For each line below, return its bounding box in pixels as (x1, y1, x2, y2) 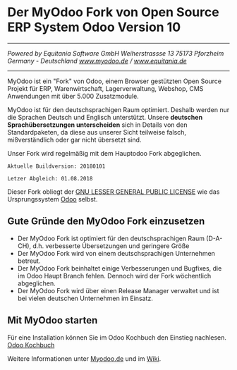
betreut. (17, 257, 41, 265)
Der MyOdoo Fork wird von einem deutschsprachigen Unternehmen (17, 249, 215, 257)
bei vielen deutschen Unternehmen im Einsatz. (17, 294, 153, 302)
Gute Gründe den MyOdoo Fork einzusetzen (7, 216, 205, 228)
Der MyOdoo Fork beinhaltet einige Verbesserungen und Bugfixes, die (17, 264, 222, 272)
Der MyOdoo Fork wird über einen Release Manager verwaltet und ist (17, 286, 220, 295)
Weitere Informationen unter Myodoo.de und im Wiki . (7, 354, 162, 363)
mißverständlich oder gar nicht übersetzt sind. (7, 135, 142, 144)
